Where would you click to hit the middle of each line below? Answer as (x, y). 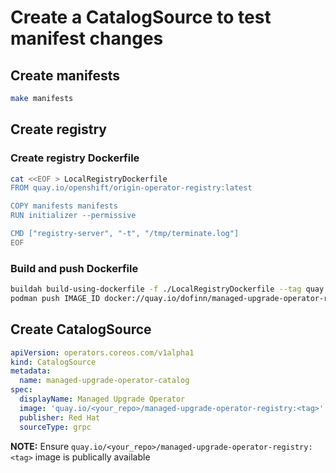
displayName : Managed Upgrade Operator (102, 399)
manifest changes (87, 38)
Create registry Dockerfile (75, 158)
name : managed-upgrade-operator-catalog (104, 381)
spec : (21, 390)
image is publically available (92, 457)
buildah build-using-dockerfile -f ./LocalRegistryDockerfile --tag (156, 289)
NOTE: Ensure (40, 446)
